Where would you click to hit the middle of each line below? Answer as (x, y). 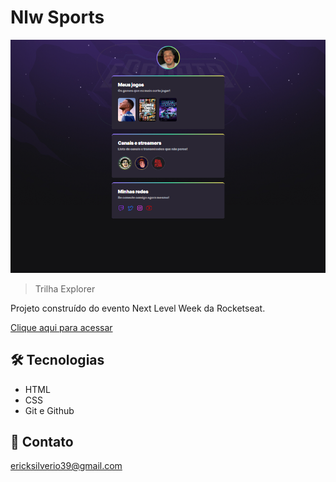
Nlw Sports (57, 17)
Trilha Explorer (65, 288)
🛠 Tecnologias (57, 360)
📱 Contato (42, 442)
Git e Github (49, 410)
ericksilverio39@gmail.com (66, 466)
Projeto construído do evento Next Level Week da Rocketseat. (138, 308)
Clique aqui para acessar (61, 327)
